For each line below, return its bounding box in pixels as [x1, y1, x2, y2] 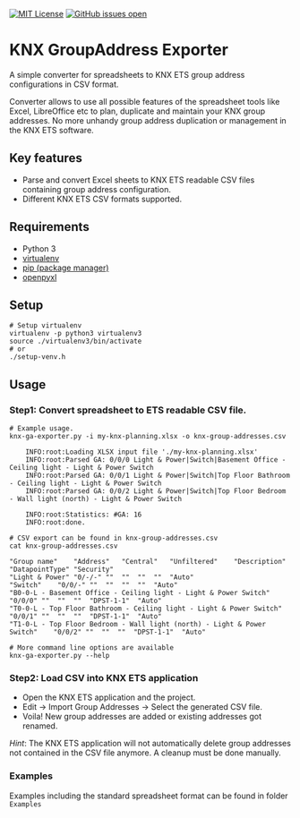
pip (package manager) [21, 262, 109, 273]
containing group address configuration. [21, 183, 172, 194]
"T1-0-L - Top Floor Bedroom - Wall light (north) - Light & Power [9, 620, 267, 629]
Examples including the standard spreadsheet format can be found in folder [9, 790, 288, 801]
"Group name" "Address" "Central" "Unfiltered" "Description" [9, 558, 287, 567]
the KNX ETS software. [9, 124, 94, 135]
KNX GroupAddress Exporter [9, 40, 228, 60]
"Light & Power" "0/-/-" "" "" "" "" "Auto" [9, 573, 194, 582]
